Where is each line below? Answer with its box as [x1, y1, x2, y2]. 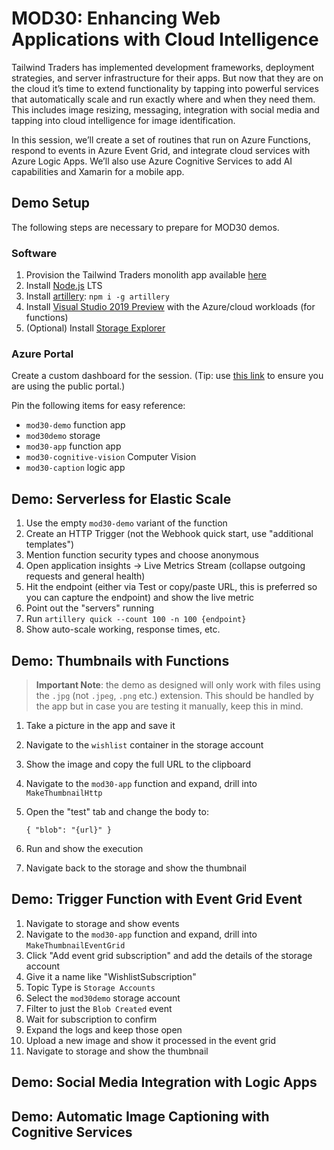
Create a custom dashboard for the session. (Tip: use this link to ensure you [11, 370, 324, 382]
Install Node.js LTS [25, 280, 103, 292]
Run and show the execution [25, 842, 144, 854]
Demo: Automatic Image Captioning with [11, 1108, 270, 1125]
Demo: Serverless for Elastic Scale [11, 490, 232, 507]
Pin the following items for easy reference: [11, 400, 186, 412]
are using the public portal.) [11, 380, 126, 392]
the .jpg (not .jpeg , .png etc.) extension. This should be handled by [35, 689, 314, 701]
